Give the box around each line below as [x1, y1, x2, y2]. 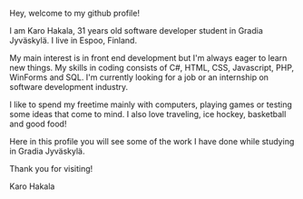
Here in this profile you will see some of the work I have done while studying [9, 136, 295, 146]
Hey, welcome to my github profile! [9, 8, 141, 18]
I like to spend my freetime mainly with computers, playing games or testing [9, 99, 293, 110]
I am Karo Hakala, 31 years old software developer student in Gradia [9, 25, 263, 35]
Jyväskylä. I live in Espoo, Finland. [9, 35, 138, 45]
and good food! [9, 118, 67, 129]
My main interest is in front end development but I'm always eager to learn [9, 53, 288, 63]
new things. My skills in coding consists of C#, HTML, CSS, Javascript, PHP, [9, 63, 295, 73]
